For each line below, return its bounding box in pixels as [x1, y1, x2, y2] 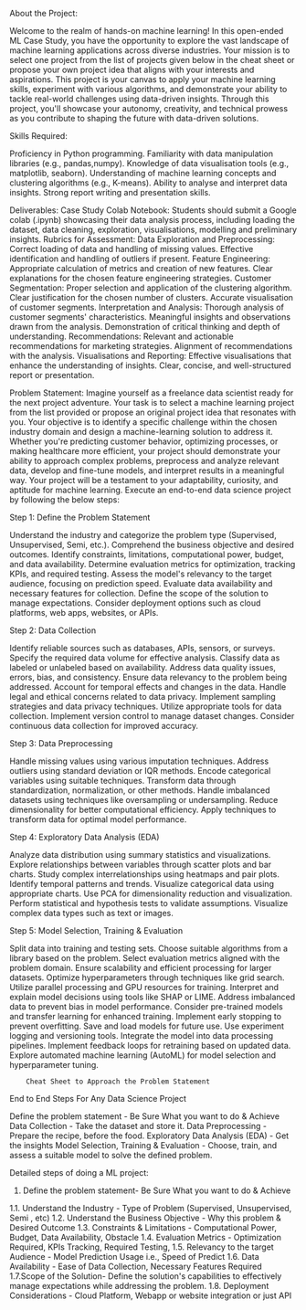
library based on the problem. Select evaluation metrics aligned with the [9, 953, 280, 963]
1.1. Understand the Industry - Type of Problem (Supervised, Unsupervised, [9, 1203, 292, 1213]
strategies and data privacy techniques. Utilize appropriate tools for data [9, 701, 282, 712]
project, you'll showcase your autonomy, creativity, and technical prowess [9, 103, 289, 113]
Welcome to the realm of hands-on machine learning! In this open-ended [9, 26, 284, 36]
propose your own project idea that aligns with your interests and [9, 64, 255, 75]
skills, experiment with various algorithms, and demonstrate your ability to [9, 84, 288, 94]
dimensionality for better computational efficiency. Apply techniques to [9, 804, 277, 815]
